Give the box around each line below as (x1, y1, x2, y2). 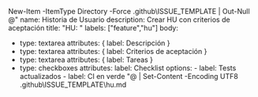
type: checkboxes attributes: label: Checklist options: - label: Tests (19, 63, 237, 73)
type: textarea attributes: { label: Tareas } (19, 55, 154, 64)
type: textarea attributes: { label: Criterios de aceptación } (19, 47, 208, 56)
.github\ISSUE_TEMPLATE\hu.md (19, 80, 127, 89)
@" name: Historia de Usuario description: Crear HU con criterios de (8, 15, 230, 24)
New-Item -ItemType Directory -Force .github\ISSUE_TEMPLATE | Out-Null (8, 7, 250, 16)
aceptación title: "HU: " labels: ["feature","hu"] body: (8, 23, 179, 32)
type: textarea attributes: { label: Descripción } (19, 38, 170, 48)
